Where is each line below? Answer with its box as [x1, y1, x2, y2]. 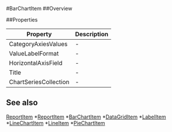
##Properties [6, 16, 38, 23]
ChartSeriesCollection [9, 78, 70, 86]
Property [26, 30, 52, 38]
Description [75, 30, 109, 38]
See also [6, 98, 38, 107]
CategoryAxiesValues [9, 40, 68, 48]
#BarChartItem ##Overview [6, 5, 73, 12]
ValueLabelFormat [9, 50, 59, 57]
